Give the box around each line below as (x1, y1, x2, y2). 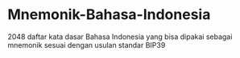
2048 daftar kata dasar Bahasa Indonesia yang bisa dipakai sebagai (7, 32, 233, 41)
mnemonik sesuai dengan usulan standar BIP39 (7, 40, 166, 49)
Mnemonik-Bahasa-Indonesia (7, 6, 211, 24)
